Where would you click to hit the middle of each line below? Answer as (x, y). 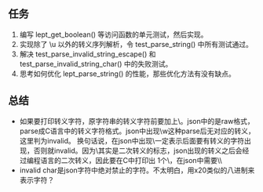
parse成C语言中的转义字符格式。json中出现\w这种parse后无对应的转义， (137, 131)
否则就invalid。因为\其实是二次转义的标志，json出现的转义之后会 (138, 150)
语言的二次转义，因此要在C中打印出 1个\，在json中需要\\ (131, 160)
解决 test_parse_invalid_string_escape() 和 (88, 54)
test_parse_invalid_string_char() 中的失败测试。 (96, 63)
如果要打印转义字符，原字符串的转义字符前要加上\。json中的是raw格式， (137, 121)
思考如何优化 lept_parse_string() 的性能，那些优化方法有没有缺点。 (127, 74)
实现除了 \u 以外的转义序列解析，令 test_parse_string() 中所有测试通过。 (136, 44)
